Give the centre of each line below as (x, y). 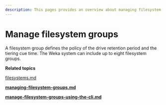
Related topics (20, 68)
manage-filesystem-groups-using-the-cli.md (53, 97)
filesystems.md (21, 78)
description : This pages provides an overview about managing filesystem (83, 10)
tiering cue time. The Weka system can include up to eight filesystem (76, 53)
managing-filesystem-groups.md (41, 87)
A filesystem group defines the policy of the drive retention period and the (81, 48)
